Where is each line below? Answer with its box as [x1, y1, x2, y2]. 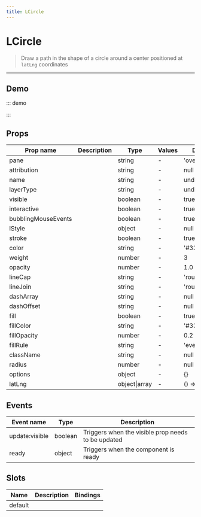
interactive [9, 205, 39, 213]
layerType [9, 185, 37, 194]
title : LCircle [6, 8, 44, 15]
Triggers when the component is [83, 445, 175, 454]
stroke [9, 234, 27, 242]
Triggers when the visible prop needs [83, 428, 188, 436]
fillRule [9, 341, 29, 349]
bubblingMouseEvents [9, 215, 72, 223]
